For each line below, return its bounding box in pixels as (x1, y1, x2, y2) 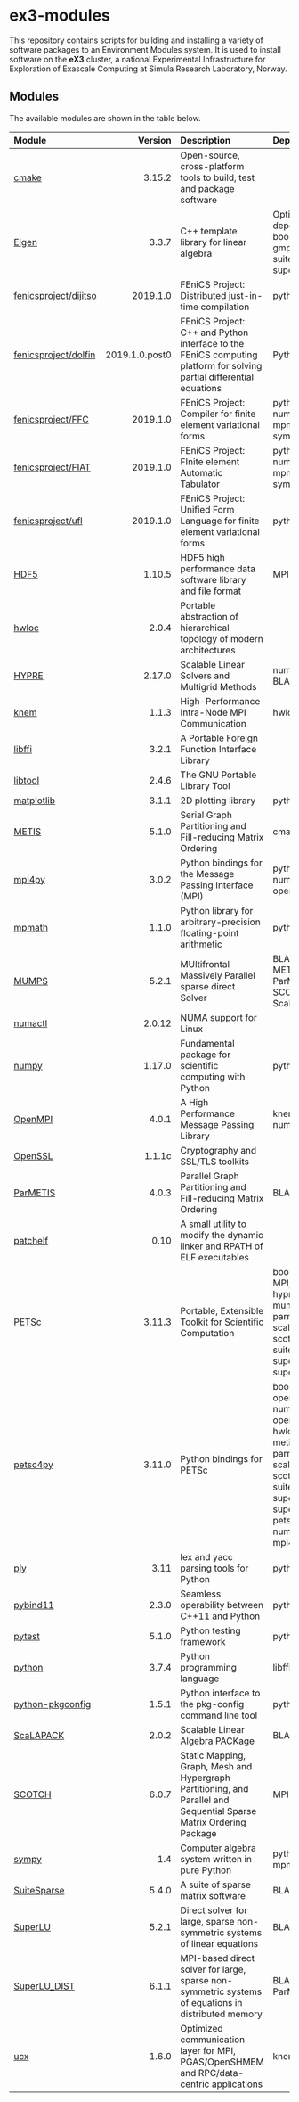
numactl (13, 1017, 48, 1030)
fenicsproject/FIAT (13, 461, 91, 473)
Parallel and (180, 1794, 230, 1806)
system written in (180, 1852, 252, 1865)
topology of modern (180, 632, 264, 645)
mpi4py (13, 873, 46, 885)
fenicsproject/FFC (13, 413, 89, 425)
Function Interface (180, 743, 257, 755)
